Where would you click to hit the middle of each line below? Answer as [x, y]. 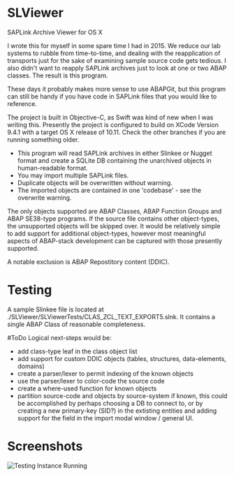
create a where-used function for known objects [87, 388]
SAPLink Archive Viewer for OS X [55, 32]
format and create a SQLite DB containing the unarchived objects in [114, 160]
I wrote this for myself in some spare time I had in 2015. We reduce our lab [114, 45]
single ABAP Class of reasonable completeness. [76, 324]
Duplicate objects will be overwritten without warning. [95, 182]
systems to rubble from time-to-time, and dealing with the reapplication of [114, 53]
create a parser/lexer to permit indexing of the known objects [105, 373]
